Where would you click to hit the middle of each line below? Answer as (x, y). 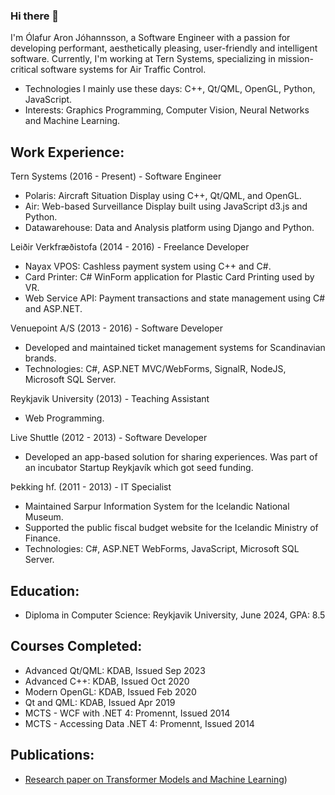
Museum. (44, 517)
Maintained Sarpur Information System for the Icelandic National (157, 506)
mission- (295, 59)
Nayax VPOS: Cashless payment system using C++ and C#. (148, 266)
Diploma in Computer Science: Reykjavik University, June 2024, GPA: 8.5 (175, 615)
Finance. (43, 538)
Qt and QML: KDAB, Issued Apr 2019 (100, 702)
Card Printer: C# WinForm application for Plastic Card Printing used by (169, 277)
